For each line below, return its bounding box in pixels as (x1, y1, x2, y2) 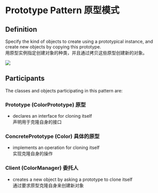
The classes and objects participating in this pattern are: (5, 87, 123, 93)
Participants (5, 74, 45, 83)
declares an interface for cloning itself (12, 113, 92, 119)
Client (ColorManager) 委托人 (5, 165, 78, 172)
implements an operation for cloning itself (12, 144, 100, 151)
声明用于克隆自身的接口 (12, 119, 62, 125)
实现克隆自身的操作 (12, 151, 53, 157)
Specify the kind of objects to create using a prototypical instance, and (5, 38, 153, 44)
